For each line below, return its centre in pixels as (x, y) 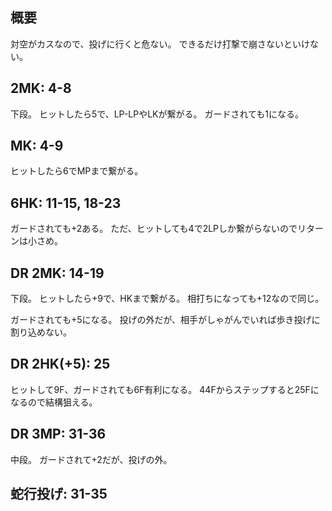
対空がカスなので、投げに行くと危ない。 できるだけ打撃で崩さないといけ (160, 44)
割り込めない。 (41, 332)
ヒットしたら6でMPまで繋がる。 (77, 171)
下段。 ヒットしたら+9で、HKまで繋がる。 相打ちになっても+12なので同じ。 (167, 299)
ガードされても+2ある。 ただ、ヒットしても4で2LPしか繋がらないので (154, 229)
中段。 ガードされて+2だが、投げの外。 (91, 459)
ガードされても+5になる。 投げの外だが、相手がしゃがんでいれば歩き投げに (165, 320)
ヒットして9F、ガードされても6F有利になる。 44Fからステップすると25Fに (165, 389)
